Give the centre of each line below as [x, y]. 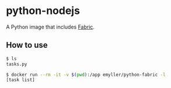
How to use [27, 45]
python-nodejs [43, 11]
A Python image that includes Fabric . [50, 27]
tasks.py [17, 64]
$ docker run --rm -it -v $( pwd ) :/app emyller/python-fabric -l [86, 75]
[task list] [20, 80]
